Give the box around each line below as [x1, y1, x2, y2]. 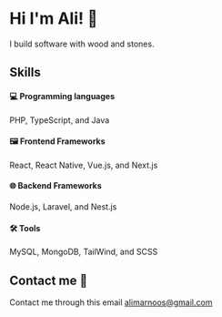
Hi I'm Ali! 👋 [9, 8, 98, 29]
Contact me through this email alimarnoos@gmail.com [9, 296, 213, 308]
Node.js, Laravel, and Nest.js [9, 200, 117, 212]
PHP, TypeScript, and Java [9, 114, 110, 126]
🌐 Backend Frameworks [9, 180, 102, 191]
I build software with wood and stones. [9, 38, 155, 49]
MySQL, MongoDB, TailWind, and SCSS [9, 246, 158, 258]
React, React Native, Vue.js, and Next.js [9, 159, 158, 170]
